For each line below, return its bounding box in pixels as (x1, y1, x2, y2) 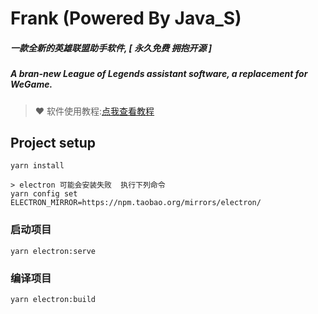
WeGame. (10, 78, 53, 91)
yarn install (10, 161, 65, 171)
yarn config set (10, 189, 78, 199)
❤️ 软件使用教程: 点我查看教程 (34, 105, 155, 117)
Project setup (10, 134, 97, 151)
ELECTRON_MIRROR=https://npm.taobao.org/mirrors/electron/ (10, 198, 262, 208)
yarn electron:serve (10, 246, 97, 256)
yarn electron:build (10, 294, 97, 304)
